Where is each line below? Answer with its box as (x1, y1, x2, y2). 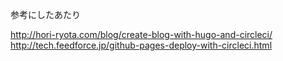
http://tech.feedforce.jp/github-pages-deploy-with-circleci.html (10, 39, 273, 51)
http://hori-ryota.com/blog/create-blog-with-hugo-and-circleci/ (10, 29, 273, 40)
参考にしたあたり (10, 9, 81, 20)
